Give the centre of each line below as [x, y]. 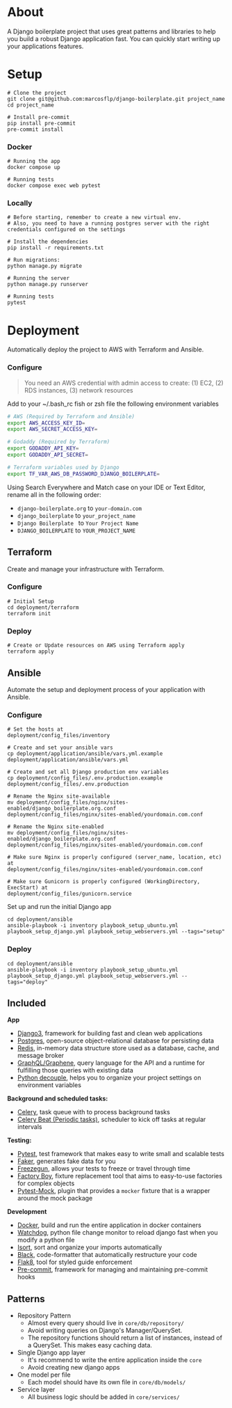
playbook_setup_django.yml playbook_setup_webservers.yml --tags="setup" [116, 932]
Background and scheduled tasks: [58, 1099]
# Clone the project [37, 93]
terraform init [29, 613]
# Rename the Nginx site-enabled [56, 827]
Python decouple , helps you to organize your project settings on [109, 1078]
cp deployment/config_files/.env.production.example [85, 778]
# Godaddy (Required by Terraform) [59, 442]
